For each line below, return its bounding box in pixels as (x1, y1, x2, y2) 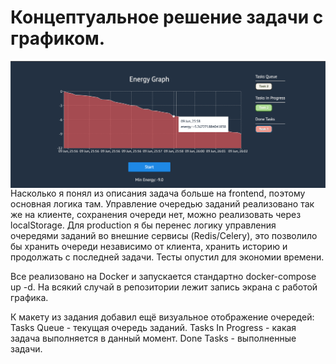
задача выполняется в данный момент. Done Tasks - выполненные (10, 332, 297, 345)
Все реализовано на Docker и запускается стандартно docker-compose (10, 271, 317, 283)
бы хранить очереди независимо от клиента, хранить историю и (10, 241, 288, 253)
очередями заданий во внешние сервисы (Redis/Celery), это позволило (10, 230, 318, 242)
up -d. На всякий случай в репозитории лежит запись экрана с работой (10, 281, 318, 293)
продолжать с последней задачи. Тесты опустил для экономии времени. (10, 251, 325, 263)
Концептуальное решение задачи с (10, 6, 324, 29)
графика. (10, 292, 49, 304)
